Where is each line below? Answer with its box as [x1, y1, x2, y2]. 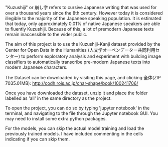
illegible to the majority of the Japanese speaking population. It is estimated [5, 16, 161, 21]
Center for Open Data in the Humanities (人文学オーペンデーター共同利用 [5, 47, 155, 53]
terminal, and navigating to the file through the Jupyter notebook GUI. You [5, 110, 158, 116]
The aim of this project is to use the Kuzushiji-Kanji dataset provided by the [5, 41, 160, 47]
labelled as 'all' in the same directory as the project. [5, 95, 112, 101]
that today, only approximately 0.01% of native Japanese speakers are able [5, 21, 160, 27]
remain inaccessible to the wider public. [5, 32, 88, 37]
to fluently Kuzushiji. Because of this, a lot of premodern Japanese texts [5, 26, 154, 32]
